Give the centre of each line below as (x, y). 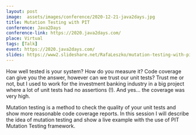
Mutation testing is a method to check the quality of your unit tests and (91, 107)
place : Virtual (24, 38)
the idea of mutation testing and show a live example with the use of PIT (93, 119)
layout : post (22, 11)
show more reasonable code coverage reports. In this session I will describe (98, 113)
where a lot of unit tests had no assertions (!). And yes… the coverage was (95, 90)
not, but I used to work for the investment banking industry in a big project (95, 84)
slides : (15, 55)
